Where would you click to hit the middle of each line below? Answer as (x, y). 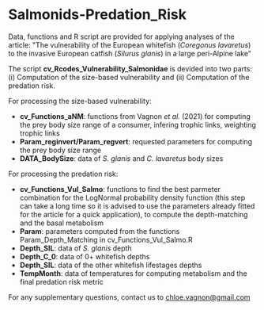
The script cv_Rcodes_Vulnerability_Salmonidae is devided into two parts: (130, 68)
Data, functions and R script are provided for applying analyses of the (121, 36)
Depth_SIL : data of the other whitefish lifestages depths (111, 265)
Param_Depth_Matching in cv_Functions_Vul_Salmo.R (106, 239)
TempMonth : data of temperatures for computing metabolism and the (133, 273)
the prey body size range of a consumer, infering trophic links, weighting (138, 124)
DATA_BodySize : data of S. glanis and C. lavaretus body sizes (121, 158)
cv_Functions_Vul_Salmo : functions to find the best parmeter (120, 189)
